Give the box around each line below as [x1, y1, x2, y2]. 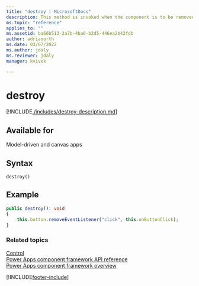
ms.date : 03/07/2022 [6, 42, 57, 48]
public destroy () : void [6, 205, 65, 212]
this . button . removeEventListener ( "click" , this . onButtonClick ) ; [17, 216, 179, 222]
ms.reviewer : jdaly [6, 53, 54, 58]
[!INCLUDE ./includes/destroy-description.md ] [6, 108, 117, 115]
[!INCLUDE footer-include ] [6, 273, 69, 281]
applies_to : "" [6, 25, 44, 31]
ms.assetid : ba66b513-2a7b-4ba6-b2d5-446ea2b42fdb [6, 31, 134, 37]
